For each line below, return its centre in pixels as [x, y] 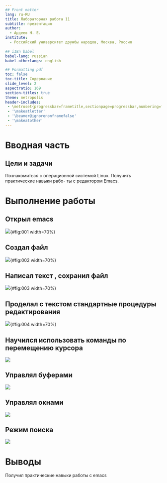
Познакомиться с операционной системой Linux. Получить [68, 175]
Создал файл [27, 248]
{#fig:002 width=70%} [33, 260]
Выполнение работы [50, 201]
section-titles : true [28, 93]
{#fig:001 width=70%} [33, 232]
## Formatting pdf [24, 70]
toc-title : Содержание [29, 79]
